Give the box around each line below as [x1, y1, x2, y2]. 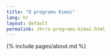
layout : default [6, 20, 48, 26]
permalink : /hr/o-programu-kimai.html [6, 26, 105, 32]
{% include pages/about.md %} [6, 43, 86, 50]
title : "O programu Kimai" [6, 9, 75, 15]
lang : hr [6, 15, 29, 21]
